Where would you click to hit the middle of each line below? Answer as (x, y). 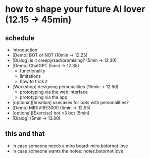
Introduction (25, 50)
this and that (25, 134)
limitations (30, 76)
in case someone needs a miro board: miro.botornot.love (70, 146)
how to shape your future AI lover (75, 9)
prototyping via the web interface (54, 92)
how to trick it (34, 81)
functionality (32, 71)
